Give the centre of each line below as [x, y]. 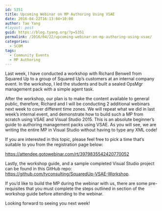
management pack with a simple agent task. [49, 89]
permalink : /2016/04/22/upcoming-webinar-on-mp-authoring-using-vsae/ [79, 37]
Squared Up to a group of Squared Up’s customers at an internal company [80, 79]
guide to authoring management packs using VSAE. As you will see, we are [81, 125]
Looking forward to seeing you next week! [47, 203]
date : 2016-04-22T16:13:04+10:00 [39, 19]
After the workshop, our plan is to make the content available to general [77, 99]
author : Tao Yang [23, 23]
